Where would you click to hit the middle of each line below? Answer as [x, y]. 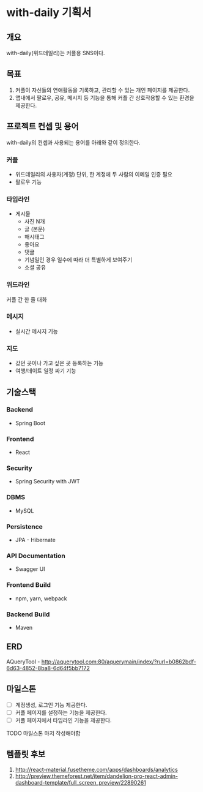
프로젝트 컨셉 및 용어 [42, 126]
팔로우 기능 [28, 182]
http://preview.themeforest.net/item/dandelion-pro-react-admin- [97, 776]
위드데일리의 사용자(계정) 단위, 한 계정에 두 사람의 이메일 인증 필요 [94, 174]
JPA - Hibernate [35, 540]
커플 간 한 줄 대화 [27, 299]
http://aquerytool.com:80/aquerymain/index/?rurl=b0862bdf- [119, 662]
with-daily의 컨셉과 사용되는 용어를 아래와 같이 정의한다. [73, 142]
